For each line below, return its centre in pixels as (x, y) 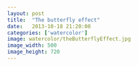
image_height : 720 (33, 52)
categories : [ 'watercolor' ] (48, 33)
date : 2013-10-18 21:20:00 (49, 26)
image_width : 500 (32, 45)
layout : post (26, 13)
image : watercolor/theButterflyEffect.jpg (69, 39)
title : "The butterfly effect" (53, 20)
